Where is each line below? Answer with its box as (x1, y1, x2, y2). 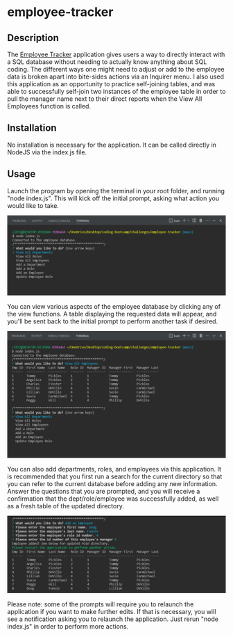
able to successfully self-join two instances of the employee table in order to (7, 88, 226, 95)
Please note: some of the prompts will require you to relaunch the (7, 600, 194, 608)
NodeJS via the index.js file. (7, 147, 87, 156)
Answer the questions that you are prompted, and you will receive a (7, 487, 200, 496)
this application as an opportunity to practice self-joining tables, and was (7, 80, 216, 88)
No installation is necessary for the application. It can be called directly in (7, 140, 217, 149)
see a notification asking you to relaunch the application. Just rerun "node (7, 615, 218, 623)
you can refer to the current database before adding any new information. (7, 480, 218, 488)
